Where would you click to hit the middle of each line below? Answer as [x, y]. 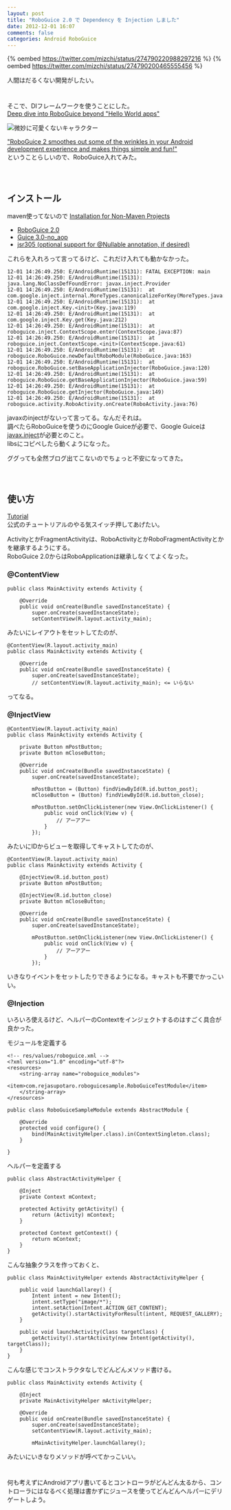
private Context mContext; [58, 1197]
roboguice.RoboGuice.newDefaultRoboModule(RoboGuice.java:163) [100, 356]
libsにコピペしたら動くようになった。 [60, 443]
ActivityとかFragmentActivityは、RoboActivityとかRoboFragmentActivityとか [115, 539]
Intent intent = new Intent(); [77, 1296]
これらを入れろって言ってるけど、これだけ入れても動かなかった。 [100, 258]
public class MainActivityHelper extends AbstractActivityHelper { [106, 1277]
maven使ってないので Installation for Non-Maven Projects [89, 216]
